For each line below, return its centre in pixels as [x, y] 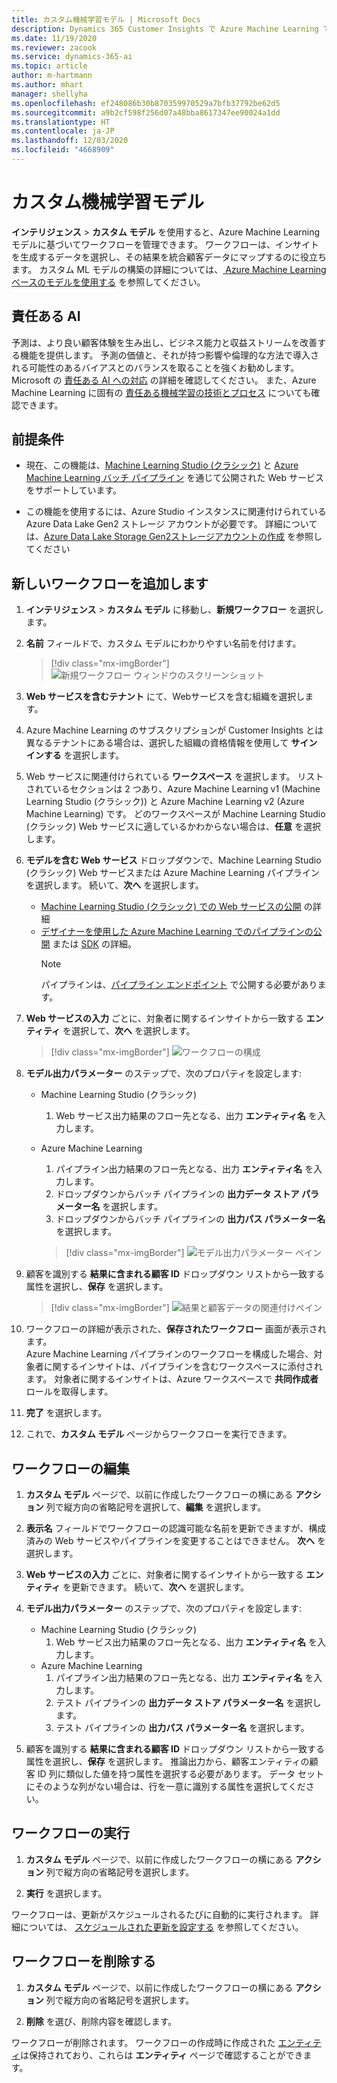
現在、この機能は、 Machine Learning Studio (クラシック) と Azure [162, 465]
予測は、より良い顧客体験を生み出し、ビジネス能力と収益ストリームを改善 [164, 342]
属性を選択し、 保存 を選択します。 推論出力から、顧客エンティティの [167, 1762]
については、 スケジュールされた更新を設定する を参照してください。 [161, 1927]
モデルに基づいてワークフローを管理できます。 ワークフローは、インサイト [165, 244]
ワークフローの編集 [70, 1468]
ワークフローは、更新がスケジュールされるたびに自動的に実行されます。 [159, 1914]
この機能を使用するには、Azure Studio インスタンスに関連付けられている [176, 512]
